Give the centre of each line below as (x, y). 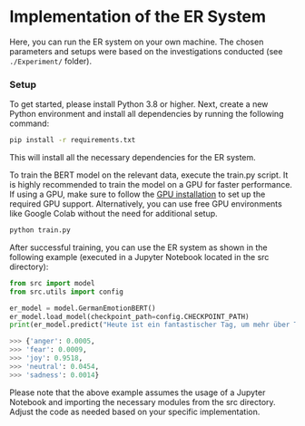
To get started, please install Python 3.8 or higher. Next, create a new (139, 104)
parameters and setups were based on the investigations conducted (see (146, 51)
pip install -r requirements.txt (73, 140)
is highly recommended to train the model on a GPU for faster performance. (151, 185)
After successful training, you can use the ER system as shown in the (138, 247)
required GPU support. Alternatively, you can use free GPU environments (146, 204)
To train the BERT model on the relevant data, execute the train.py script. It (149, 175)
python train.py (40, 230)
